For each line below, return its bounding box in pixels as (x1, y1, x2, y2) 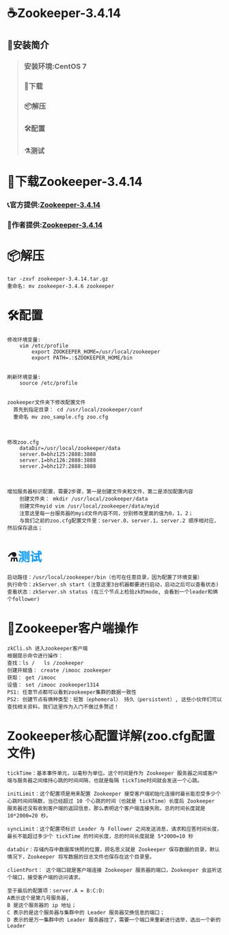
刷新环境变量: (7, 374, 41, 381)
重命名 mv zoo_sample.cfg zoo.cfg (13, 414, 109, 421)
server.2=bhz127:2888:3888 (19, 463, 96, 470)
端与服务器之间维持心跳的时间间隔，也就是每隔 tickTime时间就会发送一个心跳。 (7, 777, 203, 784)
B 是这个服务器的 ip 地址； (7, 901, 77, 909)
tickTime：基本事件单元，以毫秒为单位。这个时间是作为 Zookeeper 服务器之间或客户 (7, 770, 218, 777)
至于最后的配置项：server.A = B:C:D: (7, 887, 105, 894)
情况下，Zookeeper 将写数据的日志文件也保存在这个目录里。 (7, 853, 155, 860)
